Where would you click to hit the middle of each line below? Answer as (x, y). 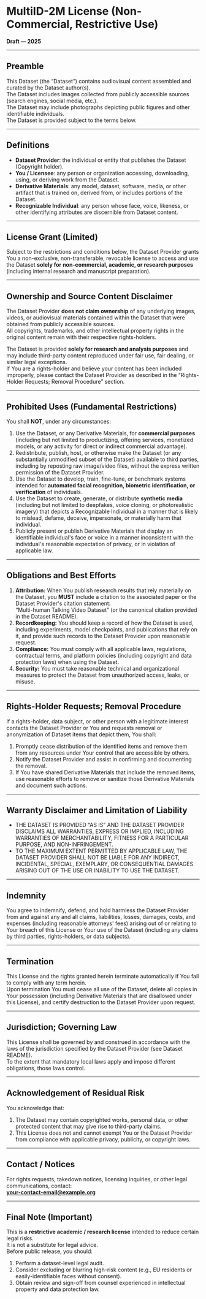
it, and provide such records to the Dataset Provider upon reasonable (102, 636)
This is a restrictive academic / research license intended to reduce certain (103, 1232)
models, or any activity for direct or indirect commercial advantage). (101, 446)
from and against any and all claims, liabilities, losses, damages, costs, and (101, 917)
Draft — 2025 (24, 41)
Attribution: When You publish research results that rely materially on (103, 590)
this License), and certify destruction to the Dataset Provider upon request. (101, 1002)
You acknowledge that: (35, 1108)
